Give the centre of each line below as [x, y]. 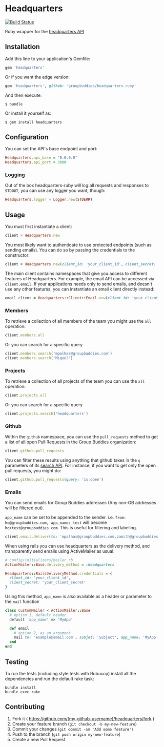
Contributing [25, 707]
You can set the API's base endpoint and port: [51, 149]
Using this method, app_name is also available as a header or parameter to [79, 597]
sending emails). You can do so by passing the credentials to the [70, 250]
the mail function [22, 602]
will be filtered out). [25, 508]
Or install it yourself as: [28, 113]
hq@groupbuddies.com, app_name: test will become [56, 522]
